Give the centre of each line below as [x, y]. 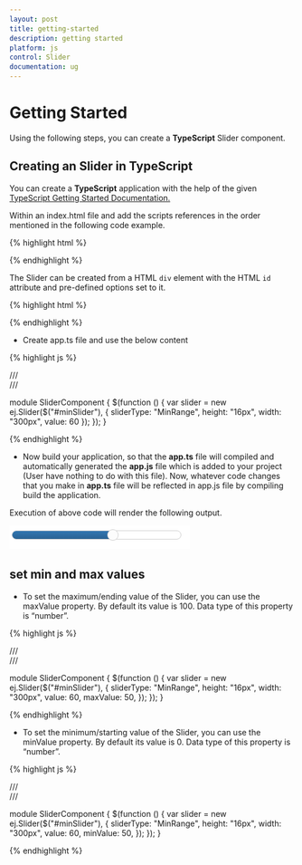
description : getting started [66, 38]
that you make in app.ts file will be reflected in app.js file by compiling [153, 485]
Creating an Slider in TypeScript [101, 166]
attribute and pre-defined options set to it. [88, 287]
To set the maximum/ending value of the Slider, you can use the [141, 596]
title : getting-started [54, 29]
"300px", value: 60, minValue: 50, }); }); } [85, 832]
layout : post [34, 19]
